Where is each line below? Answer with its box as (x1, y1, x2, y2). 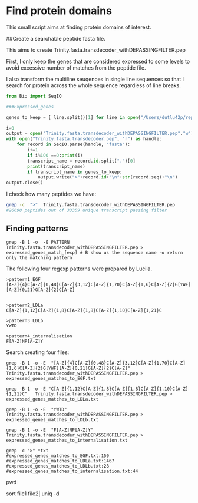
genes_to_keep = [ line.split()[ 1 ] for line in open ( (6, 114, 141, 120)
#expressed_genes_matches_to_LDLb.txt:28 (6, 463, 110, 469)
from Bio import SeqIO (6, 93, 62, 99)
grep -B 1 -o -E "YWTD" (6, 406, 67, 412)
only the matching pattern (6, 254, 72, 260)
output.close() (6, 180, 44, 186)
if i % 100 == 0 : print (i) (27, 152, 83, 158)
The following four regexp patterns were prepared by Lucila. (6, 265, 152, 272)
